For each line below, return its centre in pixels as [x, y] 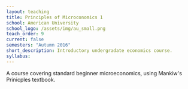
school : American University [43, 23]
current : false [25, 39]
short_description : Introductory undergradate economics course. [89, 51]
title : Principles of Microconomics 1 [54, 17]
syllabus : [19, 56]
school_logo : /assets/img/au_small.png [56, 28]
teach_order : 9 [25, 34]
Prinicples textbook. [31, 79]
